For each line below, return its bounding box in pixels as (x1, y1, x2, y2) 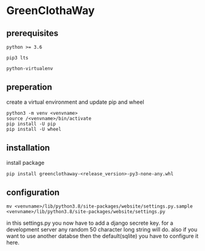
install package (6, 159, 45, 166)
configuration (6, 187, 60, 198)
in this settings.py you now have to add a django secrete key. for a (6, 219, 173, 227)
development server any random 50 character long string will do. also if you (6, 226, 198, 233)
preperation (6, 82, 53, 92)
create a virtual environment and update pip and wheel (6, 98, 144, 106)
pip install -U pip (6, 120, 56, 127)
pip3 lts (6, 55, 29, 61)
